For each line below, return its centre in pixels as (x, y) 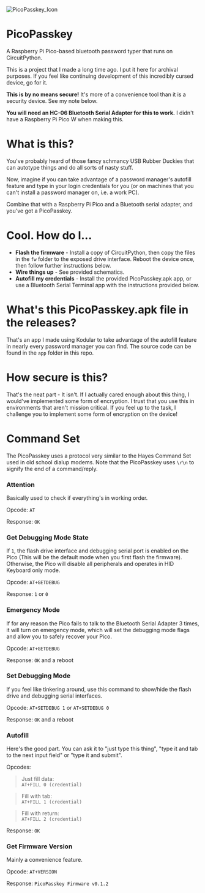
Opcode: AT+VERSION (32, 872)
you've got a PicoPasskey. (39, 211)
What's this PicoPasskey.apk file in (97, 310)
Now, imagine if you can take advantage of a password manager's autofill (99, 179)
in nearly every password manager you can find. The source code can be (99, 346)
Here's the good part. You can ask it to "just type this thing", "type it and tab (102, 749)
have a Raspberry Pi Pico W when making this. (65, 119)
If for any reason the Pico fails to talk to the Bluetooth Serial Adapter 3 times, (103, 623)
